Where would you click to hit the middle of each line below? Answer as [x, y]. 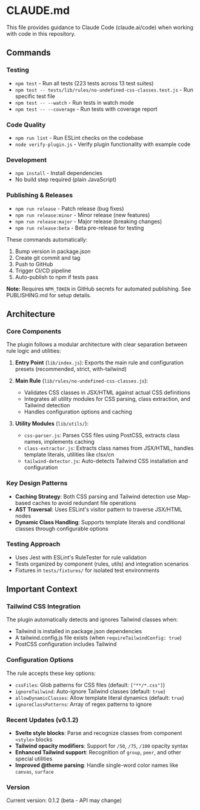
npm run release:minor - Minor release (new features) [82, 215]
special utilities [34, 759]
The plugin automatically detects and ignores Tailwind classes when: [92, 620]
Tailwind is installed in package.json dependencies [78, 631]
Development [27, 160]
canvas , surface [34, 772]
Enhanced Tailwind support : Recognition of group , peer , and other [98, 752]
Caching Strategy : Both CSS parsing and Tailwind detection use [95, 496]
